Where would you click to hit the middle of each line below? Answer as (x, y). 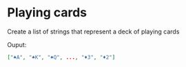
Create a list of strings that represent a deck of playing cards (93, 31)
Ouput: (17, 44)
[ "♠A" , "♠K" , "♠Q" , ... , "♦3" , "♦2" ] (61, 57)
